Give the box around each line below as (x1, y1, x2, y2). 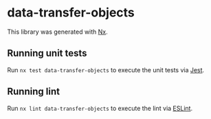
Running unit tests (7, 47, 87, 59)
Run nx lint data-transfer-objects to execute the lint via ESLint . (7, 104, 193, 112)
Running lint (7, 86, 60, 98)
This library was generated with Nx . (7, 28, 108, 36)
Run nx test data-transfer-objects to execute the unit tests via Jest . (7, 65, 205, 74)
